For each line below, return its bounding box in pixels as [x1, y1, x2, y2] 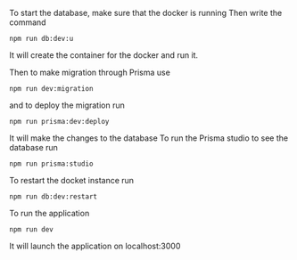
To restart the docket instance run [9, 175, 135, 185]
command [9, 17, 46, 28]
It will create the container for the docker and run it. [9, 50, 199, 61]
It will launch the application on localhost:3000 [9, 240, 181, 251]
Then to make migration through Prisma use [9, 67, 171, 77]
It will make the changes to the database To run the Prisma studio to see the [9, 133, 288, 143]
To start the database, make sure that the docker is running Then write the [9, 8, 283, 18]
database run [9, 142, 58, 152]
